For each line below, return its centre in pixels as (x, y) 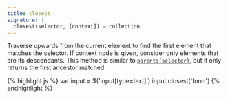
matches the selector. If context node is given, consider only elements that (113, 53)
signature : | (26, 20)
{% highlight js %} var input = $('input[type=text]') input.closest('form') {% (114, 81)
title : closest (29, 13)
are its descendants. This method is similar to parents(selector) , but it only (114, 60)
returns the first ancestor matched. (57, 68)
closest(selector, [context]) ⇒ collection (76, 26)
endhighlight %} (30, 88)
